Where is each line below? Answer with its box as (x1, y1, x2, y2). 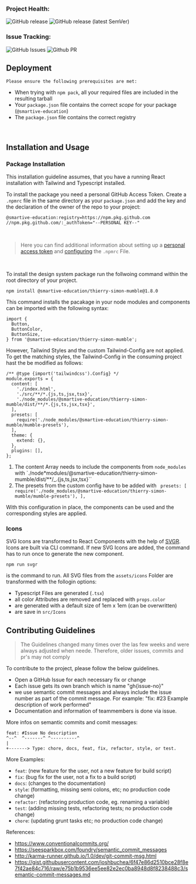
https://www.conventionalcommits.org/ (14, 840, 109, 847)
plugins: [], (11, 448, 43, 454)
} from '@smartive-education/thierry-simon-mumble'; (6, 337, 137, 342)
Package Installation (6, 160, 66, 168)
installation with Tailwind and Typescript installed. (6, 180, 126, 187)
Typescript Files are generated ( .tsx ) (14, 590, 104, 597)
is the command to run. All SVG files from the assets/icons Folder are (6, 572, 174, 579)
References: (6, 829, 35, 836)
